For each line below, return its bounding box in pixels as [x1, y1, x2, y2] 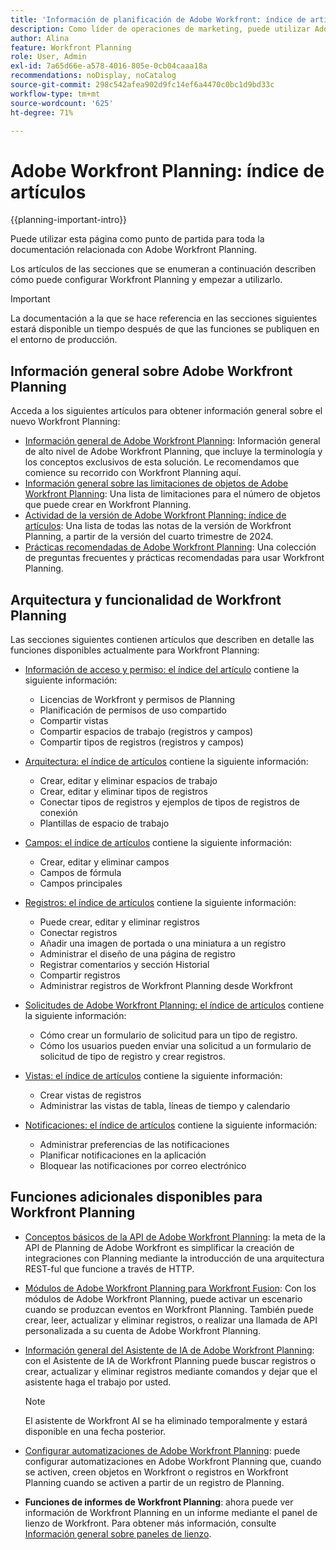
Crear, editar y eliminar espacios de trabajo [39, 774, 218, 786]
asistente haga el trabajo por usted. [24, 1376, 172, 1388]
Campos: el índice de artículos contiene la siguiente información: [24, 836, 292, 848]
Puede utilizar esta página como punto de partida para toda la [10, 233, 265, 245]
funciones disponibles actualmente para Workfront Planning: [10, 644, 260, 656]
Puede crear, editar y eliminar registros [39, 916, 200, 928]
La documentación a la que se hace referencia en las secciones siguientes [10, 312, 318, 325]
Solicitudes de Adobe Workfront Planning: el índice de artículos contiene [24, 999, 325, 1011]
